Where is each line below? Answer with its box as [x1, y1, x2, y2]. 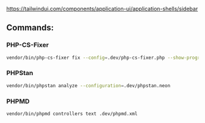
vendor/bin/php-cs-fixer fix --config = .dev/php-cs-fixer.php [6, 55, 165, 61]
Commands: [6, 22, 54, 33]
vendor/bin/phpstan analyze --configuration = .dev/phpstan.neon [6, 82, 171, 88]
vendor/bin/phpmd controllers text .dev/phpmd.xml [6, 111, 138, 117]
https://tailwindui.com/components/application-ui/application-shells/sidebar [6, 5, 198, 12]
